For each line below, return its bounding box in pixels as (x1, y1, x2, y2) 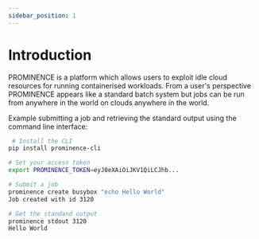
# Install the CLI (11, 137, 73, 145)
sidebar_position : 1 (8, 11, 77, 20)
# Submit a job (8, 181, 59, 189)
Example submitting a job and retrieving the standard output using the (8, 113, 237, 123)
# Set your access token (8, 159, 91, 167)
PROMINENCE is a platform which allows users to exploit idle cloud (8, 72, 228, 82)
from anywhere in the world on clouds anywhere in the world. (8, 97, 210, 108)
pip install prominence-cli (8, 144, 102, 152)
